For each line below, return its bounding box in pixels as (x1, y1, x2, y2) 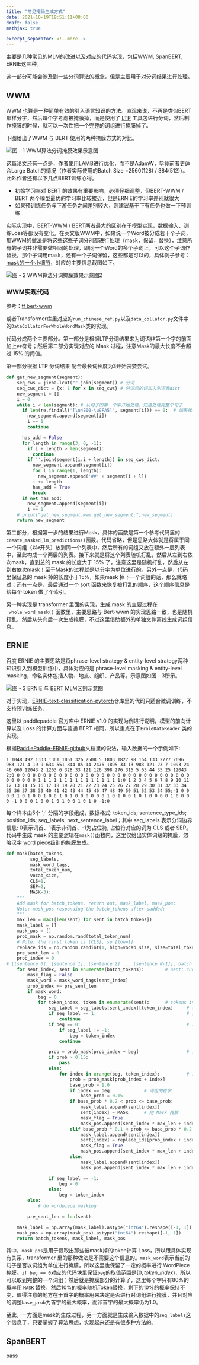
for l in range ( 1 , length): (32, 468, 102, 474)
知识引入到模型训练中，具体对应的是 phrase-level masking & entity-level (6, 664, 182, 672)
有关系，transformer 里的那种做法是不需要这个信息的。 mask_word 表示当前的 (6, 1254, 191, 1261)
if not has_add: (21, 495, 62, 501)
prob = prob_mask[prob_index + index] (69, 1076, 166, 1083)
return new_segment (17, 517, 65, 524)
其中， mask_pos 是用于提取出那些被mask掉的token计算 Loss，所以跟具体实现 (6, 1247, 192, 1254)
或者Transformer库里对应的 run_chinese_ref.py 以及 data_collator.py (6, 315, 174, 322)
